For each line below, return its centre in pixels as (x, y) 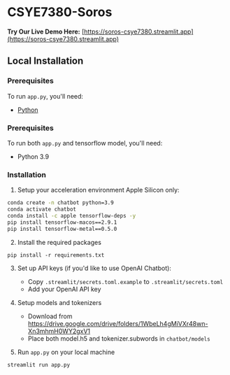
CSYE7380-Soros (60, 12)
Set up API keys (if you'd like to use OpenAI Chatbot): (94, 268)
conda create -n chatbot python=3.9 (60, 203)
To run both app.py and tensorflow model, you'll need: (85, 143)
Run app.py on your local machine (66, 352)
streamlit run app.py (39, 365)
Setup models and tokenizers (59, 302)
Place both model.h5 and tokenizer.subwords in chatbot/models (119, 338)
